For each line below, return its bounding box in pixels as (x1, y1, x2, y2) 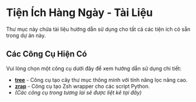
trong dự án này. (6, 31, 46, 39)
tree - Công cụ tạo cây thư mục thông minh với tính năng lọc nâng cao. (14, 76, 188, 83)
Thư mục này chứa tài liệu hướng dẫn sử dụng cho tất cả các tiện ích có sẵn (6, 26, 191, 33)
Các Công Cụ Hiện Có (6, 49, 87, 59)
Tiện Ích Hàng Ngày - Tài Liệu (6, 6, 153, 20)
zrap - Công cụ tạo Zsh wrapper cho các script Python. (14, 82, 150, 90)
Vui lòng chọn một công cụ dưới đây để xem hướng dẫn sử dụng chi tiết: (6, 65, 182, 72)
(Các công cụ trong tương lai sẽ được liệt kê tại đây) (14, 89, 142, 96)
